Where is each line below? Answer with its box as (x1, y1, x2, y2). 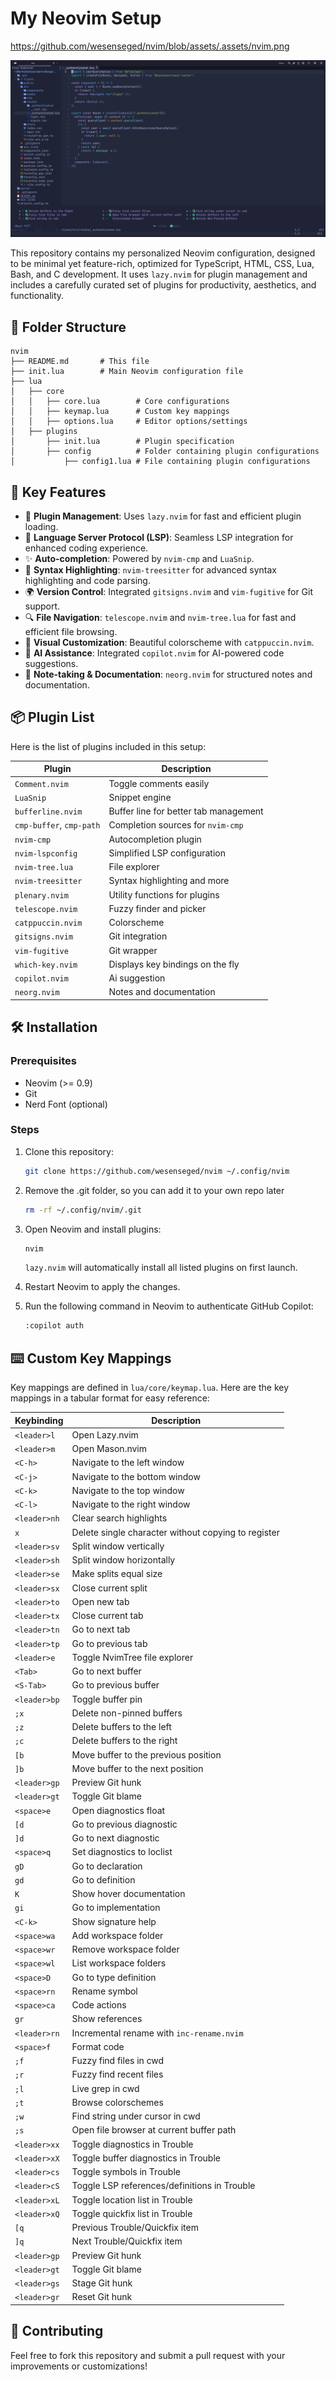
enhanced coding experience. (24, 542, 149, 554)
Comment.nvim (14, 779, 69, 789)
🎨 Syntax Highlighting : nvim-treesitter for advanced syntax (24, 564, 277, 576)
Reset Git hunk (71, 2291, 133, 2303)
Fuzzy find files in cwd (71, 2055, 165, 2067)
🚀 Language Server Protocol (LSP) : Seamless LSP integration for (24, 532, 294, 544)
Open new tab (71, 1595, 130, 1607)
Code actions (71, 1999, 127, 2011)
